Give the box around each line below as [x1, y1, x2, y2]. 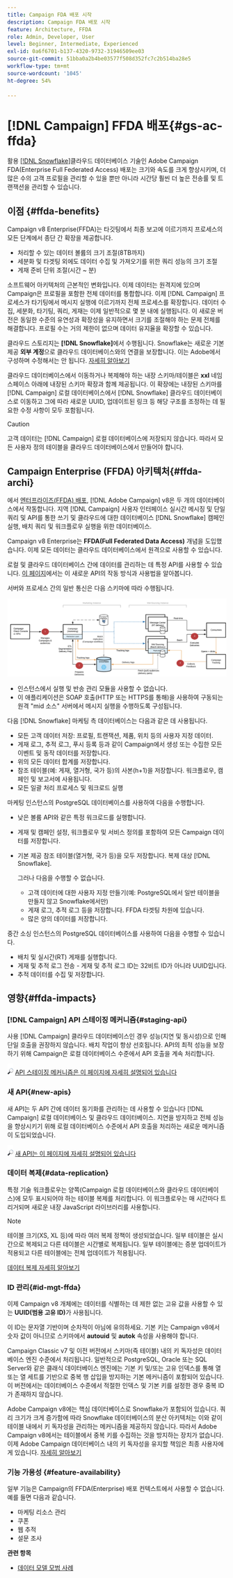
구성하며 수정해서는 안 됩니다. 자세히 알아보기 [7, 356, 130, 365]
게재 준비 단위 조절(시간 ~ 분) [17, 266, 97, 274]
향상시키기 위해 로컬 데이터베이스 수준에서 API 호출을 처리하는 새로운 [14, 1121, 201, 1130]
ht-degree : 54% [7, 77, 51, 84]
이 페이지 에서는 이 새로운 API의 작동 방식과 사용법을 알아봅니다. [22, 569, 193, 577]
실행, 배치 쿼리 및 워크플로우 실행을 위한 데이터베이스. [7, 522, 152, 530]
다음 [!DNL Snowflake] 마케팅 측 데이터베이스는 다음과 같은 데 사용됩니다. [7, 716, 208, 725]
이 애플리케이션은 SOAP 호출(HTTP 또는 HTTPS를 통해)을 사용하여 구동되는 [17, 693, 224, 701]
